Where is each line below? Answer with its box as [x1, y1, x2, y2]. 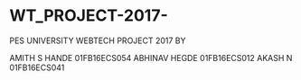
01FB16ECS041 [9, 62, 65, 73]
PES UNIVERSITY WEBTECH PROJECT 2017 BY [9, 35, 187, 46]
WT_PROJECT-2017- [9, 5, 169, 26]
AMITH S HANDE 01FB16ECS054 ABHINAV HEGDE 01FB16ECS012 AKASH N [9, 52, 293, 63]
